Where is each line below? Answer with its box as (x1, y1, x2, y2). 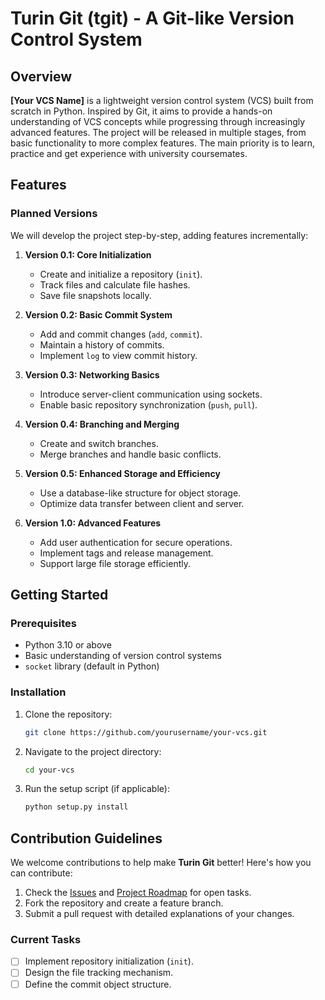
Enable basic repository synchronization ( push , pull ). (39, 398, 258, 411)
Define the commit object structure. (24, 978, 172, 990)
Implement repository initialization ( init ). (24, 955, 194, 967)
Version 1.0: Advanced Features (24, 517, 162, 529)
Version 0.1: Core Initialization (24, 248, 152, 261)
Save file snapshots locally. (39, 289, 152, 301)
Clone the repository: (24, 708, 113, 720)
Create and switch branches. (39, 437, 159, 449)
